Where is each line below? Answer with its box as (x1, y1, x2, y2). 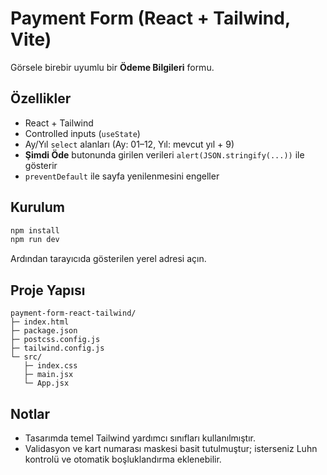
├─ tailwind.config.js (10, 343, 105, 354)
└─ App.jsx (23, 378, 70, 389)
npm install (10, 225, 60, 236)
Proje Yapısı (10, 282, 86, 299)
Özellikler (10, 90, 72, 107)
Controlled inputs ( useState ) (24, 127, 141, 139)
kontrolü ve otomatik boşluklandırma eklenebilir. (24, 453, 222, 465)
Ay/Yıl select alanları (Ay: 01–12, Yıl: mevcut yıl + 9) (24, 138, 235, 150)
